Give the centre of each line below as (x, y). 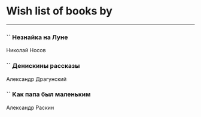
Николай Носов (26, 50)
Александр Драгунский (36, 79)
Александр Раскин (30, 107)
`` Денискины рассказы (43, 66)
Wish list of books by (59, 11)
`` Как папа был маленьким (48, 94)
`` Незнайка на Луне (37, 37)
